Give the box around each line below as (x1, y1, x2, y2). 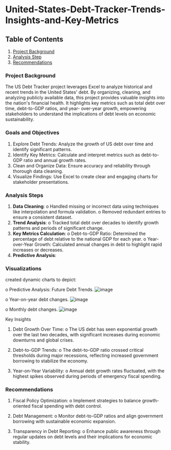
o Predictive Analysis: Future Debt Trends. (5, 287, 94, 293)
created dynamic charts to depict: (5, 276, 77, 283)
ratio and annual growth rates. (23, 157, 87, 163)
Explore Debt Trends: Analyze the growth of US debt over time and (12, 141, 153, 147)
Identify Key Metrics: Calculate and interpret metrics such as (12, 152, 140, 158)
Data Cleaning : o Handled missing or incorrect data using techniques (12, 203, 159, 209)
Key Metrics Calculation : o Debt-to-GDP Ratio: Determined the (12, 230, 146, 237)
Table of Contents (5, 35, 64, 44)
